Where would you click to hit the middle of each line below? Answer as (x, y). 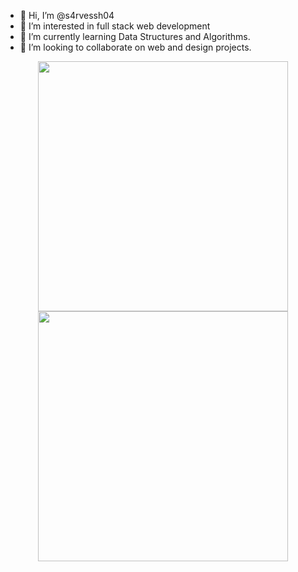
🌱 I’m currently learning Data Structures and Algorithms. (135, 36)
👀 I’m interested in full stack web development (115, 26)
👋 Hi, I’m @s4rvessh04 (67, 15)
